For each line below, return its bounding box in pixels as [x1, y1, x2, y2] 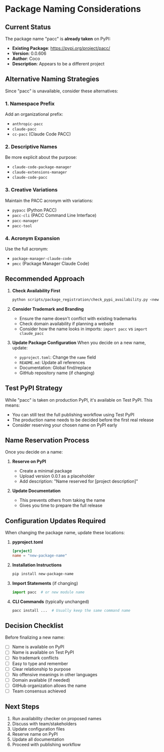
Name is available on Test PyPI [12, 649, 74, 655]
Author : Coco [12, 56, 41, 62]
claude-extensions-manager [12, 170, 67, 175]
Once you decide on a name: [5, 449, 63, 455]
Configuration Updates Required [5, 516, 106, 525]
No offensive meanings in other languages [12, 671, 98, 677]
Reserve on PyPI [12, 458, 46, 465]
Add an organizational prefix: [5, 111, 63, 117]
